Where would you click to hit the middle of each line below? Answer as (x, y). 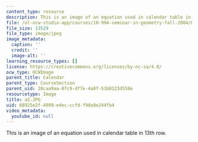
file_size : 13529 (27, 28)
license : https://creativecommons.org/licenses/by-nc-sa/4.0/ (84, 67)
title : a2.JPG (24, 99)
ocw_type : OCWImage (30, 72)
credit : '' (25, 50)
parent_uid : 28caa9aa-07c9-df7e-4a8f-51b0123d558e (70, 89)
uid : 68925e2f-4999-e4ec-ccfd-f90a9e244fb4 (60, 105)
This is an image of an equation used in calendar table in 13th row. (86, 133)
